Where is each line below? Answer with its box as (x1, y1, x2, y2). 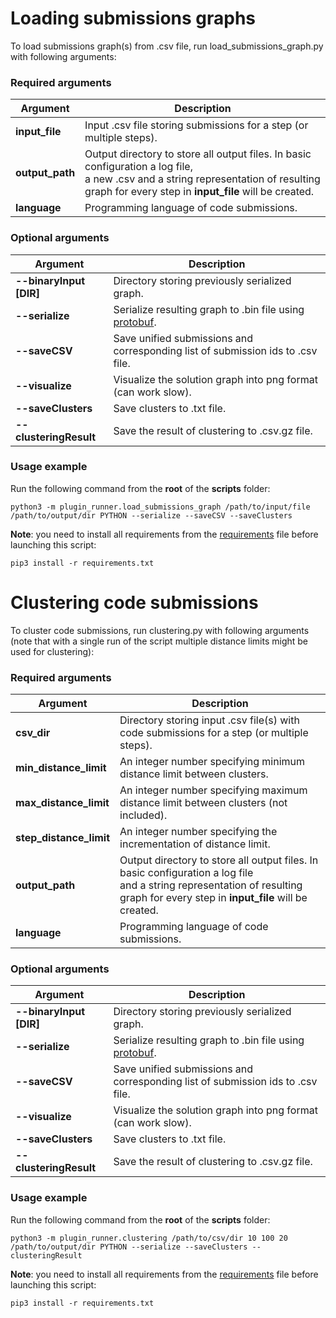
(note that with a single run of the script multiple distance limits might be (10, 635, 309, 647)
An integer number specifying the (119, 825, 278, 839)
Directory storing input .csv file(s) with (119, 713, 300, 727)
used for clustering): (10, 645, 95, 657)
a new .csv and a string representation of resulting (84, 172, 321, 186)
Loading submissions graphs (10, 7, 257, 30)
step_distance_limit (15, 831, 111, 845)
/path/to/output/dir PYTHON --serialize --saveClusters (10, 1242, 248, 1252)
